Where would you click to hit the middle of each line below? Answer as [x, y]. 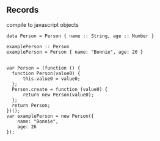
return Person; [31, 105]
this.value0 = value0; [51, 79]
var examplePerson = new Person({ [50, 116]
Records [23, 10]
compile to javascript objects [43, 24]
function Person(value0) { [46, 73]
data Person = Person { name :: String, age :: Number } [80, 36]
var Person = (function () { [43, 68]
